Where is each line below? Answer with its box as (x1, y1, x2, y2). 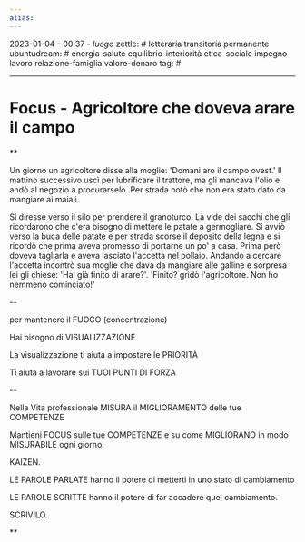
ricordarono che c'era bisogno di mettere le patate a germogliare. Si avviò (9, 221, 286, 232)
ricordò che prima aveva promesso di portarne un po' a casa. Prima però (9, 240, 281, 251)
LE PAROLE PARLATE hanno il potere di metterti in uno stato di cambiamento (9, 474, 295, 485)
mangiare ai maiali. (9, 193, 80, 204)
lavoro (9, 57, 34, 68)
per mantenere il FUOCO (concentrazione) (9, 314, 168, 325)
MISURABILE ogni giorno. (9, 439, 104, 449)
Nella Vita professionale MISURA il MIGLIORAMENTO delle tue (9, 401, 242, 413)
